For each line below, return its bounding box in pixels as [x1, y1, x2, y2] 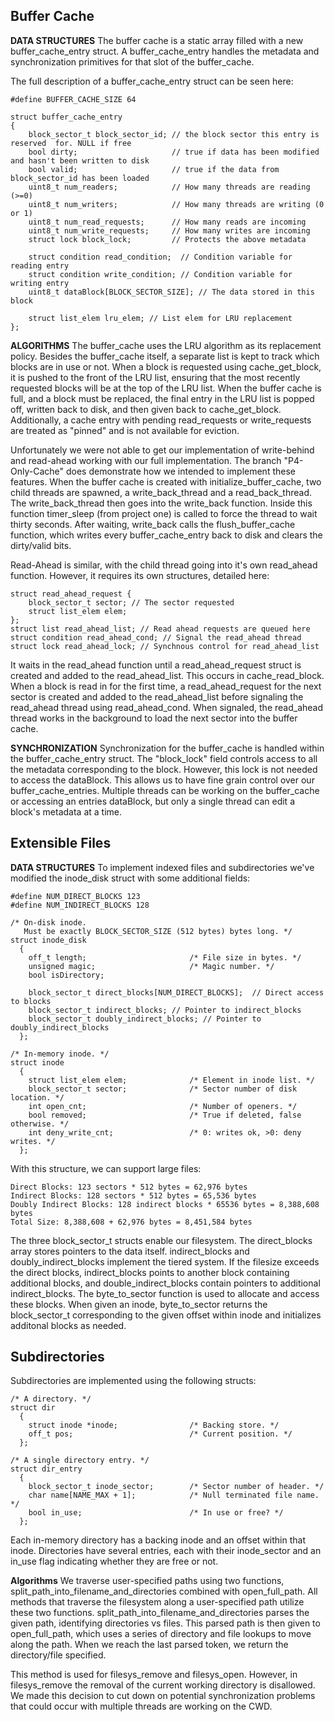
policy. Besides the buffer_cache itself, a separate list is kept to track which [10, 350, 320, 362]
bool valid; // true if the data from [28, 164, 280, 174]
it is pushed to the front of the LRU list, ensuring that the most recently [10, 371, 301, 383]
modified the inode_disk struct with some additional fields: [10, 872, 251, 884]
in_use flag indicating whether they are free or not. [10, 1555, 219, 1568]
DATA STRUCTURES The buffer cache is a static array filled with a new [10, 34, 304, 46]
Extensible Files [10, 835, 112, 852]
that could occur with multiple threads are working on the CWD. [10, 1700, 273, 1713]
